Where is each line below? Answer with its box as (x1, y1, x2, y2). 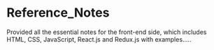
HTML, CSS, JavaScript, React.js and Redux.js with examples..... (6, 35, 192, 43)
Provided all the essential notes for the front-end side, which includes (6, 28, 207, 36)
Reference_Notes (6, 5, 110, 21)
